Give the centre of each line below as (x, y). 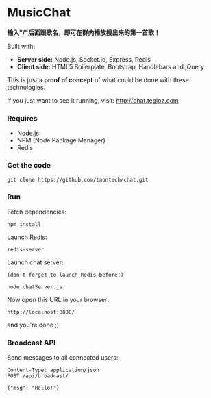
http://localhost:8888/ (41, 312)
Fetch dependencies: (37, 212)
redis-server (26, 249)
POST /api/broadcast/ (38, 376)
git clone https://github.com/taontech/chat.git (78, 179)
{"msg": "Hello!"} (33, 388)
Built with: (21, 46)
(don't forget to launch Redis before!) (66, 275)
